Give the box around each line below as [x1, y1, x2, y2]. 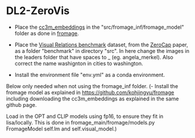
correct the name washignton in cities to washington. [14, 60, 143, 67]
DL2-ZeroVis [6, 4, 70, 18]
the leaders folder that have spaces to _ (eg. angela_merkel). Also [14, 53, 173, 60]
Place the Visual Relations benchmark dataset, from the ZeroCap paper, [14, 41, 189, 48]
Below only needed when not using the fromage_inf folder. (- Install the [6, 82, 179, 89]
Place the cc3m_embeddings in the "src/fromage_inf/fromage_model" [14, 23, 184, 31]
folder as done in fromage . [14, 29, 79, 36]
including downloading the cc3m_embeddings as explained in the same [6, 95, 179, 102]
